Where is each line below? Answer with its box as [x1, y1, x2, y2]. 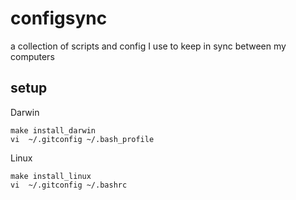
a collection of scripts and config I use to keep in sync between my [10, 40, 287, 52]
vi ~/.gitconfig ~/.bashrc [10, 180, 128, 190]
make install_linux [10, 171, 92, 181]
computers [10, 50, 55, 62]
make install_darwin [10, 125, 97, 136]
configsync [10, 7, 108, 30]
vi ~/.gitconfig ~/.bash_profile [10, 134, 155, 144]
